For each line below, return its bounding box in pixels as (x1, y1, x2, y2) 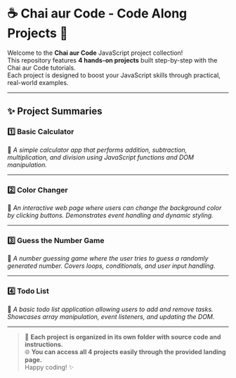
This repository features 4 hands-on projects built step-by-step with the (7, 56, 218, 64)
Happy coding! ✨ (24, 363, 74, 371)
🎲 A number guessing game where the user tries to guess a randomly (7, 254, 209, 263)
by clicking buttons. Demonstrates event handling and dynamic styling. (7, 211, 214, 219)
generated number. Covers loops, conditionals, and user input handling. (7, 261, 216, 271)
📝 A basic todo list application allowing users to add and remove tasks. (7, 305, 214, 313)
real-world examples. (7, 78, 69, 86)
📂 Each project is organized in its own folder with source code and (24, 332, 221, 341)
